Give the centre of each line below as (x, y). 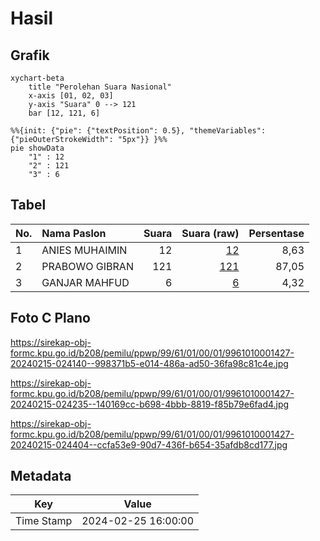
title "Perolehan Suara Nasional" (100, 87)
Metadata (41, 476)
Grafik (30, 55)
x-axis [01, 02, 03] (71, 96)
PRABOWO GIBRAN (87, 266)
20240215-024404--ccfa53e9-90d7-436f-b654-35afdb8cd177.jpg (149, 444)
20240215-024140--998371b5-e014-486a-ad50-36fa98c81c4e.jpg (149, 363)
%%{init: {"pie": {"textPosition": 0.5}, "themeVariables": (138, 131)
